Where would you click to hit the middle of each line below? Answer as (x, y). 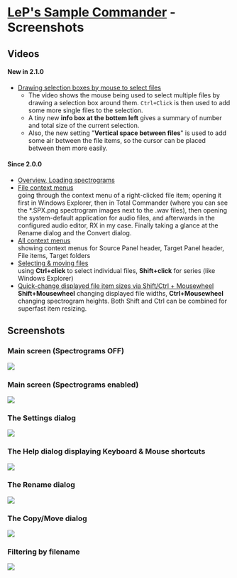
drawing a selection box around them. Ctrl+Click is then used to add (129, 102)
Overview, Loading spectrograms (66, 180)
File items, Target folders (54, 255)
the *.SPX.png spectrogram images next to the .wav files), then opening (122, 210)
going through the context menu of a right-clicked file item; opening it (120, 195)
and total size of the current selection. (84, 125)
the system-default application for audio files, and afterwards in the (116, 218)
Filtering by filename (44, 552)
